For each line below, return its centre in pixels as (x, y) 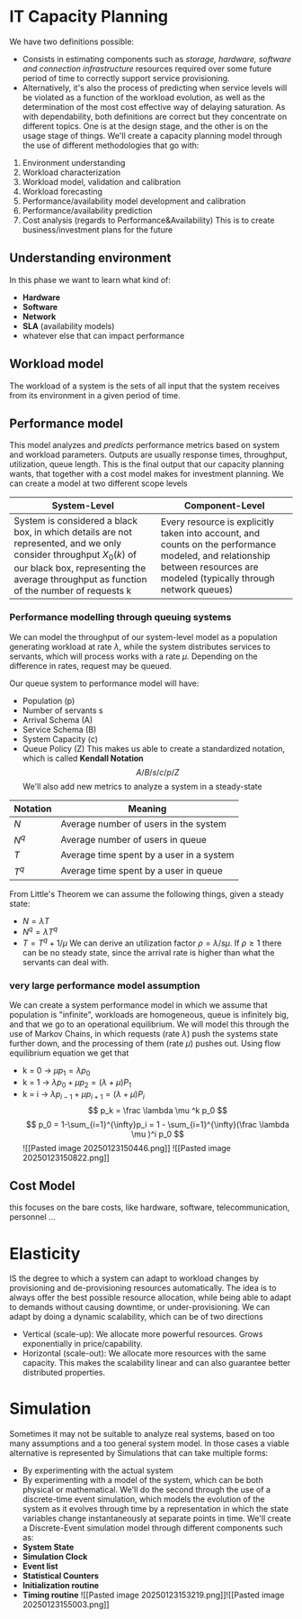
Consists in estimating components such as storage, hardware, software (157, 59)
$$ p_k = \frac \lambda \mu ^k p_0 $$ (158, 1110)
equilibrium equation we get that (69, 1053)
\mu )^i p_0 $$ (158, 1134)
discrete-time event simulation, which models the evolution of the (143, 1499)
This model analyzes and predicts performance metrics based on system (145, 445)
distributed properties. (64, 1373)
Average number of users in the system (144, 824)
